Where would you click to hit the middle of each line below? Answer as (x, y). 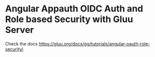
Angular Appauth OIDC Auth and (74, 9)
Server (19, 30)
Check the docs (21, 43)
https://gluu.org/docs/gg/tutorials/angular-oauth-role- (94, 43)
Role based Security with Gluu (69, 19)
